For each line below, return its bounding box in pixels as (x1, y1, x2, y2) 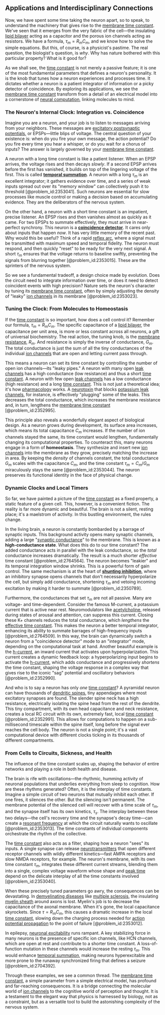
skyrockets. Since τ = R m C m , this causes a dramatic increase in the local (5, 909, 153, 916)
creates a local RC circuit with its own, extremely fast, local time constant (5, 710, 154, 717)
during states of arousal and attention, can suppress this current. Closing (5, 611, 154, 618)
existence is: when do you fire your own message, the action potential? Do (5, 136, 157, 142)
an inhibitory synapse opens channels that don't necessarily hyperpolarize (5, 574, 157, 580)
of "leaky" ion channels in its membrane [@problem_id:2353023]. (5, 293, 138, 299)
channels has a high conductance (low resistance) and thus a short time (5, 371, 152, 377)
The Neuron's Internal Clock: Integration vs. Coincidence (5, 108, 144, 115)
